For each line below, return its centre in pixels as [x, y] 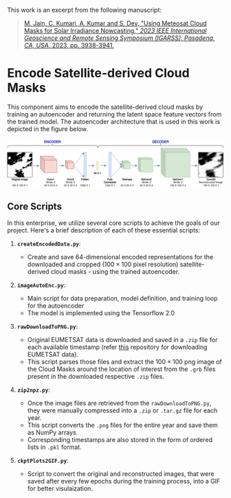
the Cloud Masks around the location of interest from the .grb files [121, 369]
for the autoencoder [56, 306]
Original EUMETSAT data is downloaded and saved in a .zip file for [122, 339]
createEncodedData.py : [49, 243]
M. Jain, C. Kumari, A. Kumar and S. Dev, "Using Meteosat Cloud [115, 23]
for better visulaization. [60, 488]
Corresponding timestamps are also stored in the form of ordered [120, 439]
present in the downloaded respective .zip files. [96, 376]
